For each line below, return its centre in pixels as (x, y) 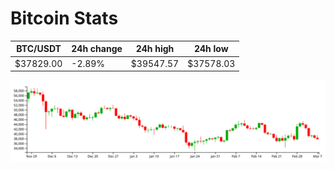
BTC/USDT (39, 49)
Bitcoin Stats (64, 18)
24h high (155, 49)
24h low (211, 49)
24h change (97, 49)
